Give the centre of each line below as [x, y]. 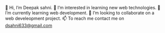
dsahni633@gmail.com [29, 25]
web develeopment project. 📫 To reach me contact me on [65, 18]
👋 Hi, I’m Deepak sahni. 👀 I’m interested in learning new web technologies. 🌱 [83, 8]
